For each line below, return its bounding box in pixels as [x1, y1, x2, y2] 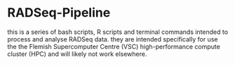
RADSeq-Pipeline [7, 5, 111, 21]
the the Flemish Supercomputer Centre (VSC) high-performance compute [7, 42, 221, 50]
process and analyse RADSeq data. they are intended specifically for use [7, 35, 218, 43]
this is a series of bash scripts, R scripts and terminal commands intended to [7, 28, 229, 36]
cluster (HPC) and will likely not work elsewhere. [7, 50, 147, 58]
